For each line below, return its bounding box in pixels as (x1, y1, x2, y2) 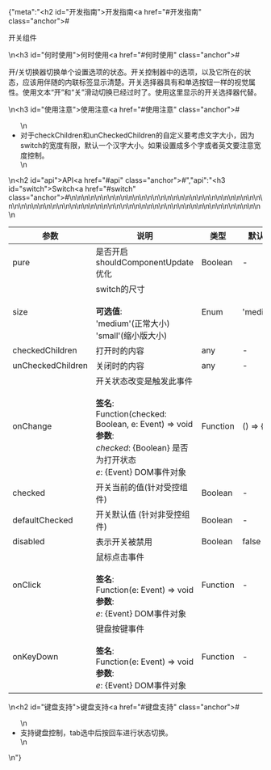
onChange (12, 421, 52, 431)
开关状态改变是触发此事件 (95, 375, 194, 387)
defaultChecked (12, 514, 73, 526)
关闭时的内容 (95, 361, 145, 371)
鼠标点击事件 (95, 552, 145, 562)
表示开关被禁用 (95, 536, 153, 548)
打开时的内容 (95, 345, 145, 356)
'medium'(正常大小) (95, 318, 170, 329)
